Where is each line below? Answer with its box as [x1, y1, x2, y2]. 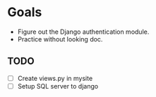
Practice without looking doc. [17, 34, 103, 43]
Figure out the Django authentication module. [17, 27, 150, 36]
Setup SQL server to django [17, 82, 99, 90]
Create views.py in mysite [17, 74, 93, 82]
